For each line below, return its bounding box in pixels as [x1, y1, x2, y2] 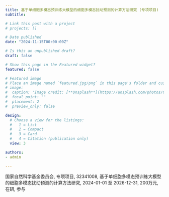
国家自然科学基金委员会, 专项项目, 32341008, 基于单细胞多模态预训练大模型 [5, 173, 162, 179]
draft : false [5, 53, 33, 58]
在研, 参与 [5, 186, 26, 192]
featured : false [5, 67, 39, 72]
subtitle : [5, 12, 26, 17]
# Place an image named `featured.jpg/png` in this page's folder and [5, 81, 156, 86]
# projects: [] [5, 26, 37, 31]
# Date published [5, 35, 42, 40]
